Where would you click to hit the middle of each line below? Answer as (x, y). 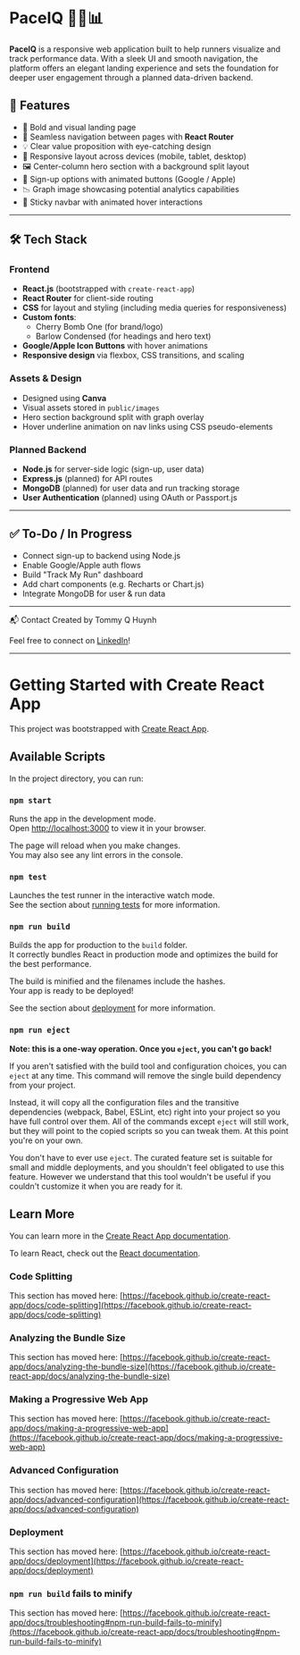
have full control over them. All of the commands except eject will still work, (149, 1121)
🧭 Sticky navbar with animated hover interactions (112, 202)
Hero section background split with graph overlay (113, 416)
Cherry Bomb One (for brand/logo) (99, 327)
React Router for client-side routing (87, 298)
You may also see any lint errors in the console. (96, 854)
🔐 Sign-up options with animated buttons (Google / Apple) (129, 179)
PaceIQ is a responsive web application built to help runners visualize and (145, 49)
